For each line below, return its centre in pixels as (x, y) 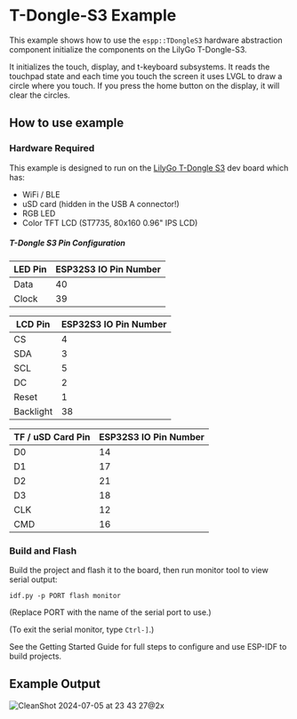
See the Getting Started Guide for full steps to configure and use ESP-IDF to (148, 646)
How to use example (67, 123)
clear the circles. (40, 95)
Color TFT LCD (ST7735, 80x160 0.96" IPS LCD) (110, 222)
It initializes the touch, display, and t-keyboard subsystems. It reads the (140, 67)
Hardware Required (52, 148)
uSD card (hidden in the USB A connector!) (100, 204)
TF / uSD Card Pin (52, 436)
